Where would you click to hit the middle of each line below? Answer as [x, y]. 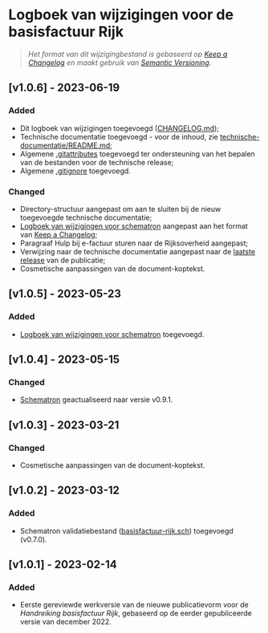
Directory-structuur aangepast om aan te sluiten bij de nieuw [120, 209]
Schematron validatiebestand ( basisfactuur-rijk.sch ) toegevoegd [127, 530]
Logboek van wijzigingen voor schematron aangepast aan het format [134, 225]
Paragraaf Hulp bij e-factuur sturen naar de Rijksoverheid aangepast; [134, 243]
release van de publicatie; [63, 260]
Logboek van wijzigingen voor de [121, 15]
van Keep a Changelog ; [59, 234]
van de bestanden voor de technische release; [97, 162]
